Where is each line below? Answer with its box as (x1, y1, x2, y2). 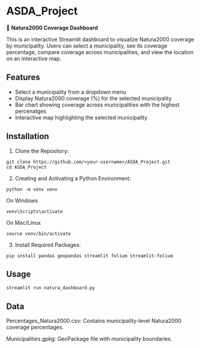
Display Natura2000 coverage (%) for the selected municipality (14, 94, 172, 102)
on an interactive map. (6, 55, 62, 62)
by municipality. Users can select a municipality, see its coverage (6, 42, 168, 49)
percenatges (14, 107, 47, 115)
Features (6, 72, 40, 82)
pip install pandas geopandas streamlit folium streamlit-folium (6, 252, 173, 259)
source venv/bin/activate (6, 230, 71, 237)
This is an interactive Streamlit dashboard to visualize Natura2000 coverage (6, 35, 194, 43)
